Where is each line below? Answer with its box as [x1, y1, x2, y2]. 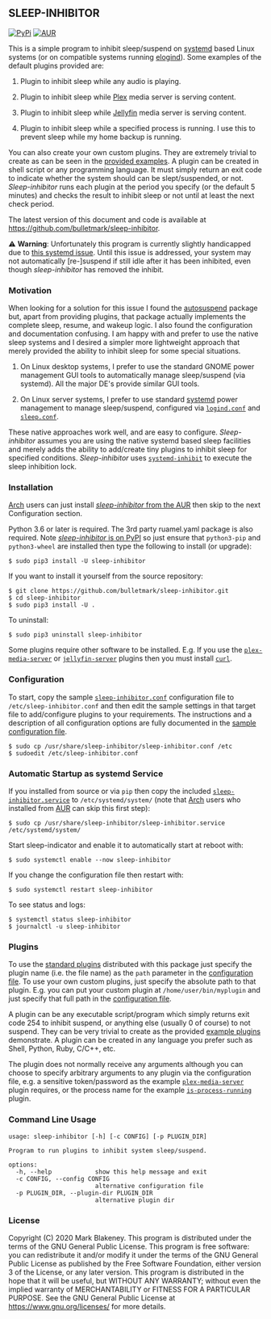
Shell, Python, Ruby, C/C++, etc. [8, 1044, 116, 1053]
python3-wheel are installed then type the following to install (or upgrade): [8, 541, 252, 552]
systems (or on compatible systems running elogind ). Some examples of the [8, 52, 262, 61]
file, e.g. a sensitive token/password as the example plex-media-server [8, 1077, 244, 1086]
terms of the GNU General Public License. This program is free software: [8, 1241, 250, 1251]
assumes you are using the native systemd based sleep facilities [37, 436, 252, 446]
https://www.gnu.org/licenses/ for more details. [8, 1301, 166, 1311]
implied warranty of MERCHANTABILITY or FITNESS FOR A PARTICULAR [8, 1284, 251, 1294]
